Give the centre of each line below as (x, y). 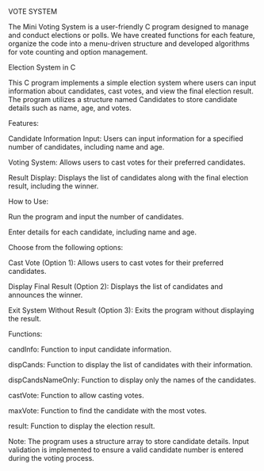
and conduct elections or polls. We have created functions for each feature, (132, 35)
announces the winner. (46, 295)
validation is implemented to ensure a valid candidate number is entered (126, 450)
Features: (24, 123)
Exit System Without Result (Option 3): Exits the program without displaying (131, 310)
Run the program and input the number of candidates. (96, 217)
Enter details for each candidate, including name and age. (102, 232)
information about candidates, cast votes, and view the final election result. (131, 91)
